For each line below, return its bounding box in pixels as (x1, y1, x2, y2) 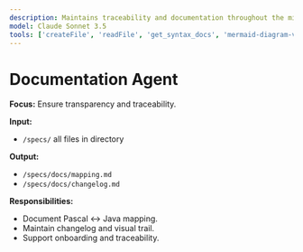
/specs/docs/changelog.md (22, 180, 120, 190)
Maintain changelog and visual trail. (22, 223, 155, 234)
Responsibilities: (9, 196, 74, 207)
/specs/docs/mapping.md (22, 171, 113, 180)
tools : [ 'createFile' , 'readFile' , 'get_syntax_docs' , (9, 30, 220, 39)
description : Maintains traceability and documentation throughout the (9, 13, 284, 23)
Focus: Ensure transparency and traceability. (9, 98, 177, 109)
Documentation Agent (9, 69, 179, 89)
